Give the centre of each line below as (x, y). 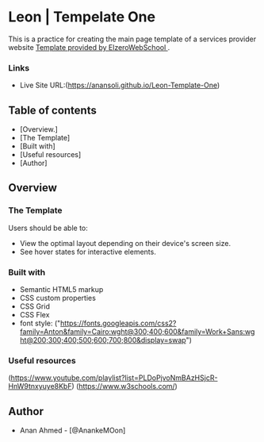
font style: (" (40, 323)
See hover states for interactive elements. (88, 252)
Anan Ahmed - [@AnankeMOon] (73, 430)
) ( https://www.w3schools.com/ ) (124, 386)
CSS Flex (34, 315)
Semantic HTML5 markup (61, 290)
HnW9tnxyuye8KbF (40, 386)
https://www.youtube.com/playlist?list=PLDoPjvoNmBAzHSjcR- (114, 378)
